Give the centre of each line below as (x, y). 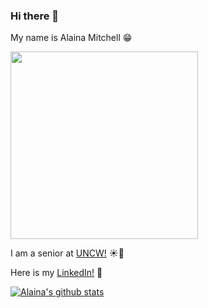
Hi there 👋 (35, 16)
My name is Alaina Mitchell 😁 (71, 38)
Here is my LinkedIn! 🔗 (56, 273)
